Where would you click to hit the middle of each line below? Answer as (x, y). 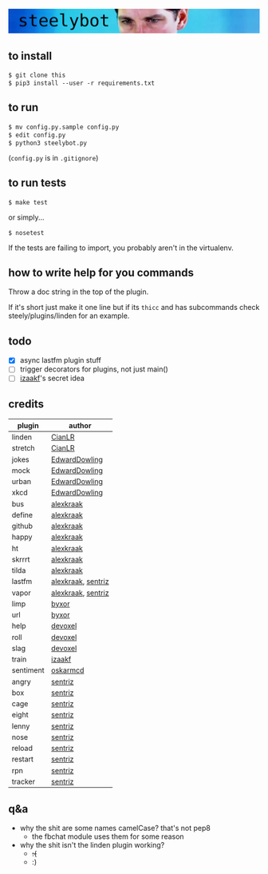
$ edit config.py (37, 135)
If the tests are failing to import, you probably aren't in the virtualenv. (121, 248)
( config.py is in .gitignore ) (53, 157)
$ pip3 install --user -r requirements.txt (82, 83)
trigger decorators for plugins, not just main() (94, 369)
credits (26, 404)
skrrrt (21, 559)
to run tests (37, 183)
